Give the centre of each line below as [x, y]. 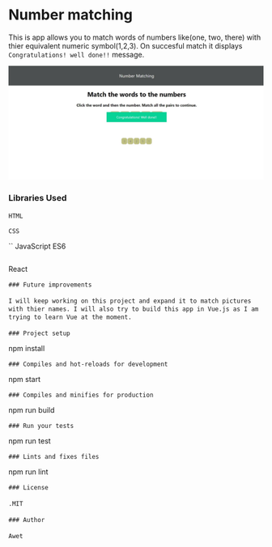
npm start [25, 379]
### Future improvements [50, 285]
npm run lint [28, 472]
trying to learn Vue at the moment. [70, 317]
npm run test [30, 441]
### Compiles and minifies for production [81, 395]
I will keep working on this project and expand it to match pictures [130, 301]
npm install [27, 348]
